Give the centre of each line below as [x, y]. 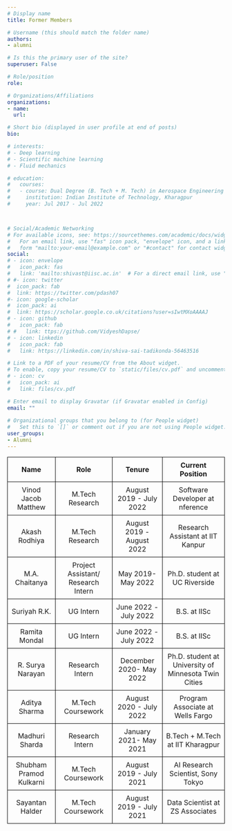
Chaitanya [31, 582]
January [137, 731]
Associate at [194, 706]
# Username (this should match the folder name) [78, 33]
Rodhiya [31, 540]
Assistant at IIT [193, 536]
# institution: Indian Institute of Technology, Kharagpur [100, 198]
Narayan [31, 673]
